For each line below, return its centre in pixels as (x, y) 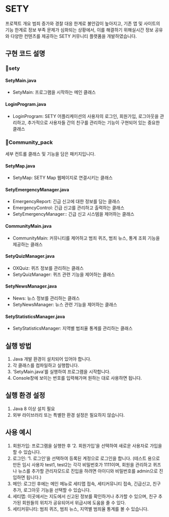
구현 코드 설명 (25, 54)
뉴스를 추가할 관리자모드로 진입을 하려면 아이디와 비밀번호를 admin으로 (88, 471)
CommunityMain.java (29, 226)
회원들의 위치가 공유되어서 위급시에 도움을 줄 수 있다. (74, 502)
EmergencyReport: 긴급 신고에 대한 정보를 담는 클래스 (66, 202)
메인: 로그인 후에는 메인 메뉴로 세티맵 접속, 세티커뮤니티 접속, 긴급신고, (82, 484)
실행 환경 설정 (25, 395)
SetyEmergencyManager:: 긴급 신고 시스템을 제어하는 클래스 (73, 214)
